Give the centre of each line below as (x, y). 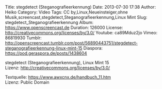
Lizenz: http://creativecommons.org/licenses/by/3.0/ (57, 68)
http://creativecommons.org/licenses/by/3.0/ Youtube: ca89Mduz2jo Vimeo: (81, 33)
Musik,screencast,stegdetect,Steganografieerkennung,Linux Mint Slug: (76, 17)
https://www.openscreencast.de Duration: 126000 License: (64, 28)
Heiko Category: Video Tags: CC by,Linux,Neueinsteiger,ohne (66, 12)
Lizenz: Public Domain (27, 82)
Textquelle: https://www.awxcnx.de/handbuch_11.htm (58, 77)
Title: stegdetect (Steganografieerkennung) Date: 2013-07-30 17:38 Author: (81, 7)
